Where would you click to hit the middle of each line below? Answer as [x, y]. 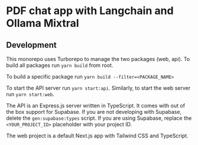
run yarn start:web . [30, 94]
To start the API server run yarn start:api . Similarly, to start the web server [98, 88]
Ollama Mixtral [43, 23]
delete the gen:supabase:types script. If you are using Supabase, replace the [99, 118]
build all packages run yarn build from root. [60, 65]
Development [32, 45]
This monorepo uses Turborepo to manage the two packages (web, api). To [98, 59]
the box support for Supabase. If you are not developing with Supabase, [94, 112]
